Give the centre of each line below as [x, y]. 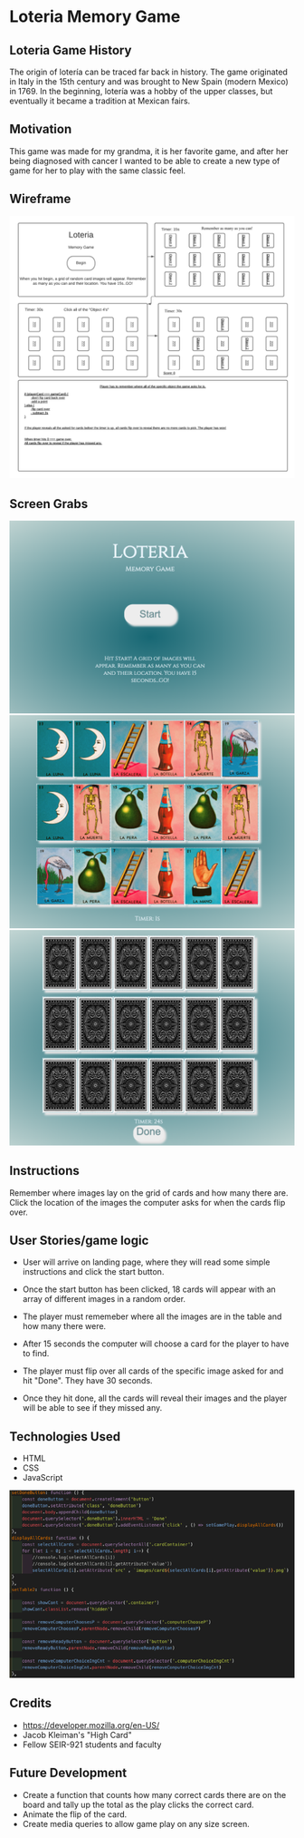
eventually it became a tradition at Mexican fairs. [100, 101]
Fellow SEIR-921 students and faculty [92, 1745]
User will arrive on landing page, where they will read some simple [146, 1262]
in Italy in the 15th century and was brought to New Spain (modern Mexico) [149, 82]
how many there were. [64, 1326]
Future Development [68, 1773]
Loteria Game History [71, 50]
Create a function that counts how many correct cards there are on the [154, 1794]
